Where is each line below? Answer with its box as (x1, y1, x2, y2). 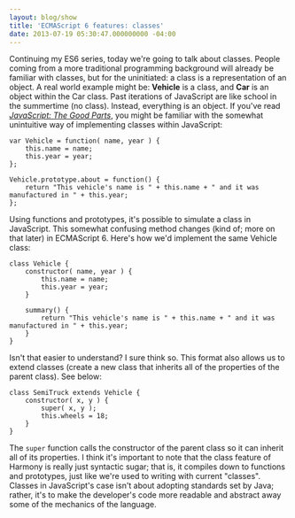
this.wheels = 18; (41, 412, 109, 421)
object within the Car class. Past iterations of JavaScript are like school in (9, 91, 277, 102)
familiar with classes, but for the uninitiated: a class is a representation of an (9, 73, 287, 83)
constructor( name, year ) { (25, 267, 133, 276)
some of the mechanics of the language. (9, 499, 157, 510)
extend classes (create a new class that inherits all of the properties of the (9, 362, 280, 373)
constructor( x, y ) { (25, 396, 109, 406)
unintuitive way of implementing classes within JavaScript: (9, 120, 223, 130)
